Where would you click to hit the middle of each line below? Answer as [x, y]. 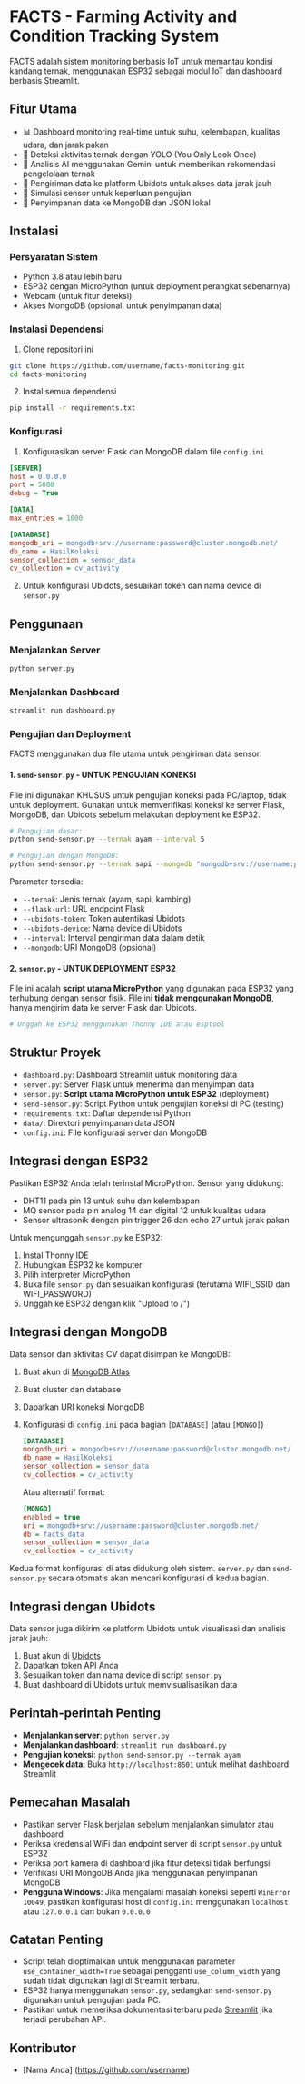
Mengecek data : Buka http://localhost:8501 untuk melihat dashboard [156, 1764]
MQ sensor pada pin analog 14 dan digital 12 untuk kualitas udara [144, 1210]
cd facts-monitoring [49, 374]
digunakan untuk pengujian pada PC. [92, 2000]
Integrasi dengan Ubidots [83, 1606]
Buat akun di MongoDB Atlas [76, 1371]
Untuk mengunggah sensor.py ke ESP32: [86, 1237]
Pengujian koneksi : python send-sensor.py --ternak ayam [131, 1754]
